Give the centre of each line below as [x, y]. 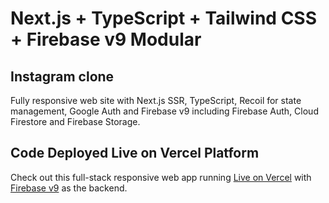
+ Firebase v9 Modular [106, 39]
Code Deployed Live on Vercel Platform [135, 153]
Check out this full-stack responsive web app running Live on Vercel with [161, 177]
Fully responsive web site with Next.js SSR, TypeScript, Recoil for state [156, 100]
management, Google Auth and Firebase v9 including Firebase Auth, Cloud [164, 111]
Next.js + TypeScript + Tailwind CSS [164, 18]
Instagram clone [62, 76]
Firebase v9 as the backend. [69, 188]
